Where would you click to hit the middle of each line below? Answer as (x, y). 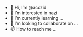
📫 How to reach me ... (33, 29)
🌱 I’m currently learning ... (37, 18)
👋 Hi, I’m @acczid (28, 8)
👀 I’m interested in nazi (34, 13)
